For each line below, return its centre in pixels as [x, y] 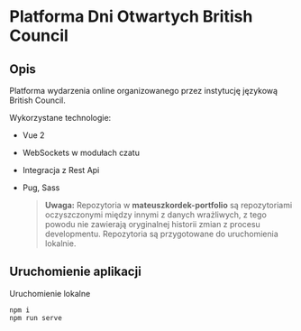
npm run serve [36, 317]
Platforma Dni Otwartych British [131, 17]
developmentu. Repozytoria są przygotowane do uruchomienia [162, 234]
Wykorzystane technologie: [60, 118]
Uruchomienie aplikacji [75, 272]
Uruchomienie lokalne [50, 293]
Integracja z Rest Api [61, 170]
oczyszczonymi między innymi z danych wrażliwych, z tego [156, 215]
